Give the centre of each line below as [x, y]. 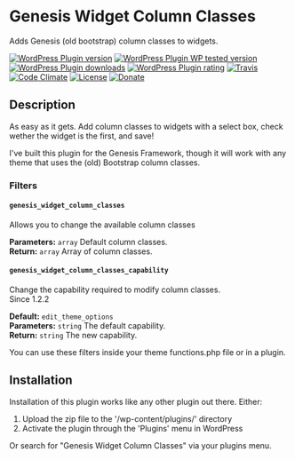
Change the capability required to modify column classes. [115, 289]
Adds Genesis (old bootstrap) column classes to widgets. [114, 41]
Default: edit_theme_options [61, 316]
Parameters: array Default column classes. [88, 242]
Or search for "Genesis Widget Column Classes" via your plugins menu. [141, 445]
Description [42, 105]
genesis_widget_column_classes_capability [89, 271]
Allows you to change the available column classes [102, 225]
